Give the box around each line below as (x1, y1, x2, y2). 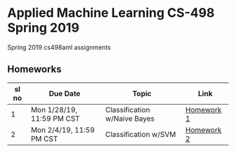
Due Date (48, 88, 81, 98)
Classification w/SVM (105, 129, 176, 139)
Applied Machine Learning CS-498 (7, 5, 215, 21)
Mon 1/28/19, (30, 105, 78, 114)
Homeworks (7, 63, 62, 75)
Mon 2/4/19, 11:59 (30, 125, 95, 135)
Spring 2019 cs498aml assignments (7, 43, 111, 51)
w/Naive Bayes (105, 114, 155, 124)
